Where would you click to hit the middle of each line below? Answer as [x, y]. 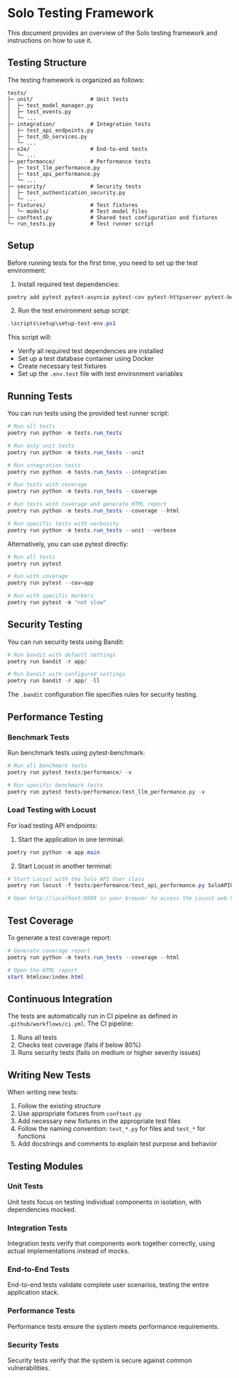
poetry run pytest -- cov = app [51, 583]
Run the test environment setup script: [74, 310]
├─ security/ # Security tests [74, 186]
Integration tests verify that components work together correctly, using [111, 1243]
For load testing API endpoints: [53, 825]
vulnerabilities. [29, 1367]
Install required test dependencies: [68, 284]
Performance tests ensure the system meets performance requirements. [113, 1326]
